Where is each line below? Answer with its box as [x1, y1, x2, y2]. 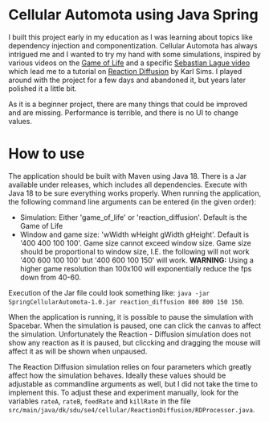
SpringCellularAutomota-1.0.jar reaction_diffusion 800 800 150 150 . [8, 296, 245, 306]
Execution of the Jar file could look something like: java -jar [8, 288, 210, 297]
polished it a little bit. [8, 83, 77, 93]
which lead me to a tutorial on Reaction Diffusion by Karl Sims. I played [8, 66, 243, 76]
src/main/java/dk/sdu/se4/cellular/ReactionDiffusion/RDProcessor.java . [8, 404, 255, 414]
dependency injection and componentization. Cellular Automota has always [8, 40, 259, 50]
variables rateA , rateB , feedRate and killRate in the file [8, 396, 191, 406]
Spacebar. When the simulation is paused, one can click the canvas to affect [8, 321, 262, 330]
